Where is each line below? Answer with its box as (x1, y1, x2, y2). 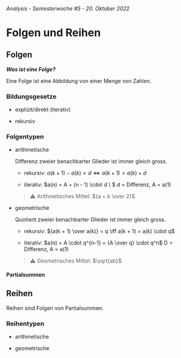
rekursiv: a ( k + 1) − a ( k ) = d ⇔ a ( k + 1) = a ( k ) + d (23, 169, 147, 177)
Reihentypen (6, 319, 45, 327)
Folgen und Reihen (6, 26, 101, 39)
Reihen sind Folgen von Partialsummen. (6, 304, 104, 312)
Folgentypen (6, 132, 44, 141)
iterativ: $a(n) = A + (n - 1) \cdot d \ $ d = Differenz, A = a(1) (23, 181, 171, 189)
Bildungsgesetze (6, 92, 57, 100)
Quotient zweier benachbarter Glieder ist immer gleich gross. (14, 216, 166, 223)
